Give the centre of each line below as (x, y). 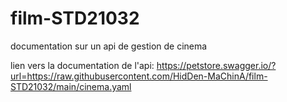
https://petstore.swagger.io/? (216, 65)
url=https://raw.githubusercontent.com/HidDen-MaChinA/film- (139, 76)
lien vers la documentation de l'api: (82, 65)
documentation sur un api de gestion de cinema (109, 46)
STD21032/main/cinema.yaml (71, 86)
